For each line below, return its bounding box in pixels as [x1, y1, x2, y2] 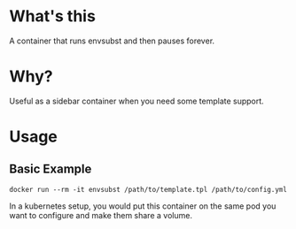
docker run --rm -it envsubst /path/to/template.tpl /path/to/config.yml [9, 185, 288, 194]
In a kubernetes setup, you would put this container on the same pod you [9, 201, 277, 211]
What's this [9, 6, 96, 27]
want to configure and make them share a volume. [9, 210, 193, 220]
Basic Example [9, 162, 92, 177]
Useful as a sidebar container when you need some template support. [9, 95, 264, 106]
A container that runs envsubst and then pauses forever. [9, 35, 215, 46]
